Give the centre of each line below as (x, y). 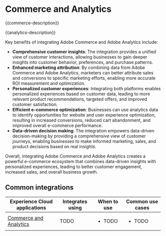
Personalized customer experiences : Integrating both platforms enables (86, 88)
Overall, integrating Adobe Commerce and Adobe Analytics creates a (75, 156)
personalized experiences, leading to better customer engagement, (74, 167)
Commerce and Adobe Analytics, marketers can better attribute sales (83, 72)
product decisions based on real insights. (54, 146)
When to (108, 201)
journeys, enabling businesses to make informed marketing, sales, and (84, 141)
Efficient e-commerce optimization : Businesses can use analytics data (85, 110)
